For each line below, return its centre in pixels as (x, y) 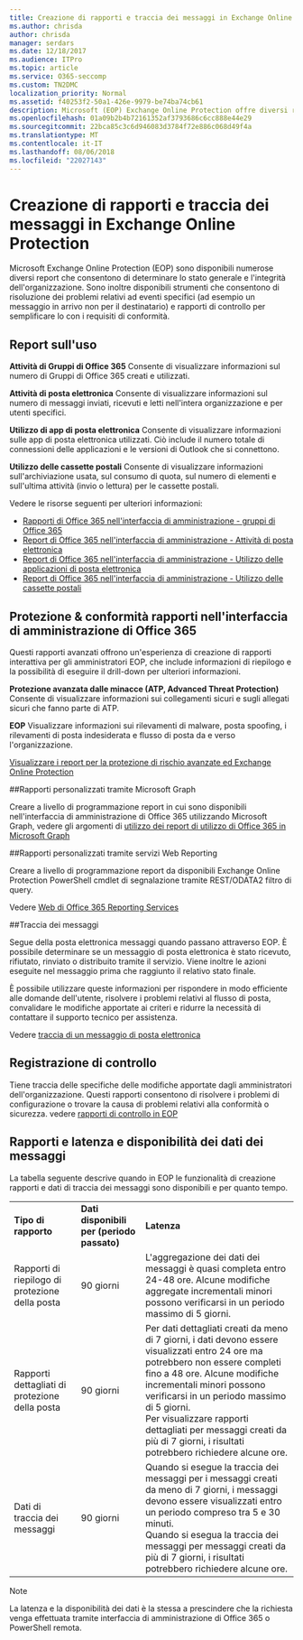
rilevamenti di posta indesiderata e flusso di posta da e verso (123, 736)
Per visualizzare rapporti (197, 1418)
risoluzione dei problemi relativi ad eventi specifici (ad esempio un (132, 297)
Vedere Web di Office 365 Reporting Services (94, 907)
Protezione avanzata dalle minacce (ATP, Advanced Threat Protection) (144, 689)
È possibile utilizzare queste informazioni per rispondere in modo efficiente (149, 988)
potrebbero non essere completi (213, 1362)
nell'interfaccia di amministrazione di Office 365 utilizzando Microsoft (138, 817)
